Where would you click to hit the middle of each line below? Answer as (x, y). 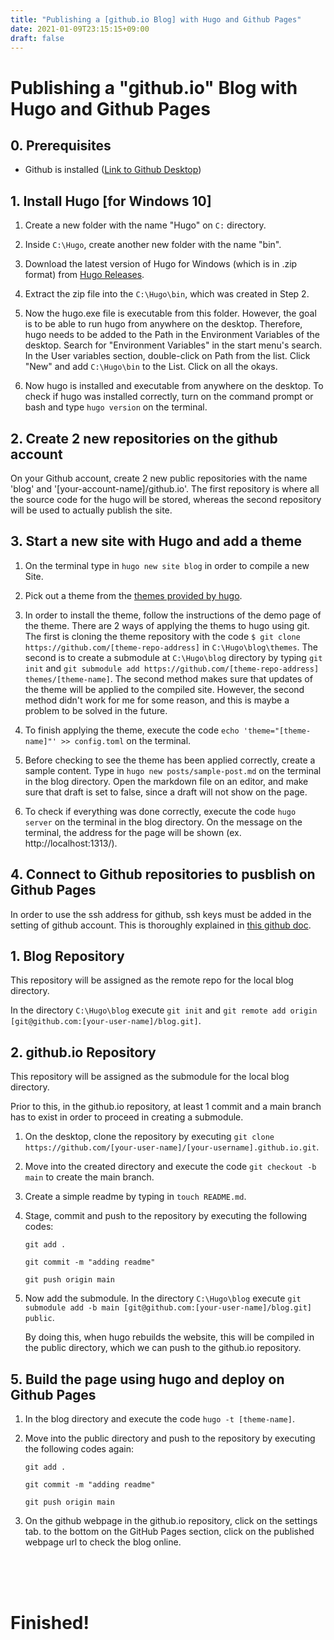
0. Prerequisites (61, 145)
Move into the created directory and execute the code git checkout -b (170, 1167)
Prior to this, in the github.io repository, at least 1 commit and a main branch (166, 1107)
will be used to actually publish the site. (91, 510)
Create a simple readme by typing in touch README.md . (135, 1197)
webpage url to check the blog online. (103, 1542)
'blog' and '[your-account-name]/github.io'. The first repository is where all (165, 489)
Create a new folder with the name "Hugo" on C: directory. (145, 225)
